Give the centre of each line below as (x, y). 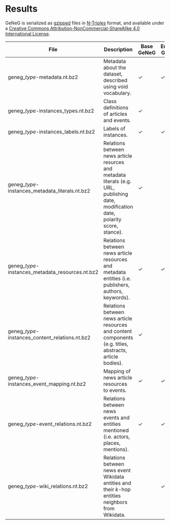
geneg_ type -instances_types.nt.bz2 (51, 111)
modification (118, 206)
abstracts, (115, 350)
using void (116, 86)
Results (22, 9)
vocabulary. (117, 93)
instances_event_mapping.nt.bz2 (47, 384)
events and (117, 417)
